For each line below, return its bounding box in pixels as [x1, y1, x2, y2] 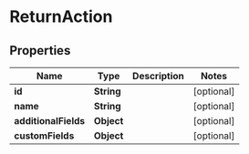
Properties [9, 43, 71, 58]
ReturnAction [9, 6, 113, 27]
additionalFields [14, 115, 86, 127]
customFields [14, 129, 75, 142]
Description [131, 70, 185, 82]
